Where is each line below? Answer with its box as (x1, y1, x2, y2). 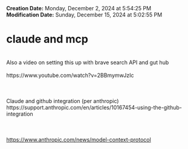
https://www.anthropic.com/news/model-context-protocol (6, 136, 151, 143)
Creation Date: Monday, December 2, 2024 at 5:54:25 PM (6, 5, 152, 12)
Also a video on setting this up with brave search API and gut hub (6, 59, 169, 66)
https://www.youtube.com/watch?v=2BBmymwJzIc (6, 71, 134, 79)
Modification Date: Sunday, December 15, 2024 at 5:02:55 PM (6, 11, 163, 18)
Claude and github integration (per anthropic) (6, 97, 119, 104)
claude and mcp (6, 32, 89, 46)
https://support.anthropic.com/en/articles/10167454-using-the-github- (6, 104, 183, 111)
